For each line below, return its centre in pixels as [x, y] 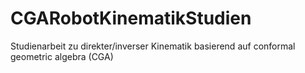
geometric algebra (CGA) [62, 56]
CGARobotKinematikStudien [131, 18]
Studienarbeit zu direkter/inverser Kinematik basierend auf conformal [153, 46]
